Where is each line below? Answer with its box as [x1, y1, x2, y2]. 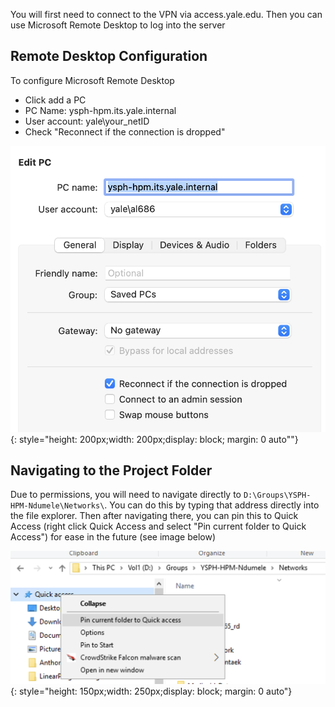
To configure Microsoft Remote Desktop [10, 74, 175, 86]
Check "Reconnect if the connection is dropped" [24, 125, 226, 138]
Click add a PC [24, 94, 87, 106]
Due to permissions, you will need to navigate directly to [10, 489, 242, 501]
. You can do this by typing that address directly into [104, 499, 320, 511]
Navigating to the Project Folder [10, 462, 213, 479]
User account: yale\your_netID [24, 115, 150, 127]
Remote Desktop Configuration [10, 48, 208, 65]
